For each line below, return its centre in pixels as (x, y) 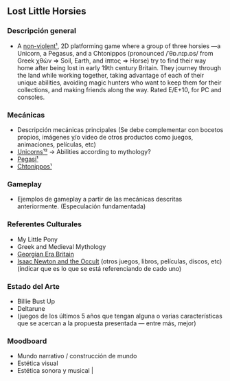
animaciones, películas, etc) (56, 144)
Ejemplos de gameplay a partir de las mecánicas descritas (100, 199)
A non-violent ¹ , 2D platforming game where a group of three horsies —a (119, 46)
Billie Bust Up (36, 301)
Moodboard (27, 341)
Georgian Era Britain (45, 254)
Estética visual (37, 363)
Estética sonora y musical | (55, 371)
